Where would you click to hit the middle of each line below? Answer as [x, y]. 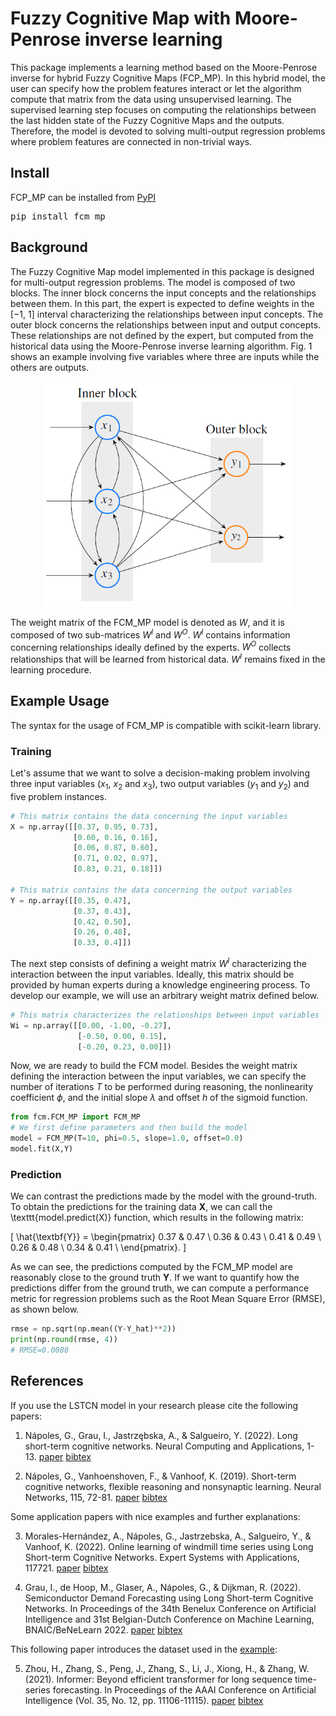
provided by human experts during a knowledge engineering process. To [160, 984]
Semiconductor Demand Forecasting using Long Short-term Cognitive [169, 1598]
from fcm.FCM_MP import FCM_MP [75, 1117]
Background [49, 247]
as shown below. [45, 1309]
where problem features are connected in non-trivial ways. [131, 141]
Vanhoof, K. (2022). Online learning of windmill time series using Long [169, 1546]
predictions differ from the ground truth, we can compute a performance [160, 1288]
